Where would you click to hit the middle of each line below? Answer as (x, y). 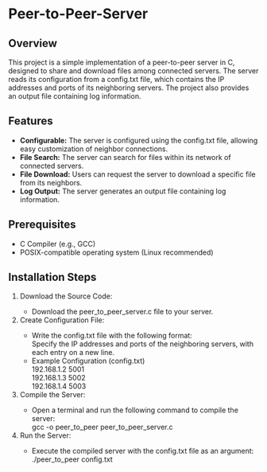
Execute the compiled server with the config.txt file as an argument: (143, 451)
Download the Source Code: (66, 296)
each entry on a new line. (73, 353)
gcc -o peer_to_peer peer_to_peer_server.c (102, 427)
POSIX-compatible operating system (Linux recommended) (116, 252)
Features (31, 121)
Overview (33, 43)
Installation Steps (52, 277)
